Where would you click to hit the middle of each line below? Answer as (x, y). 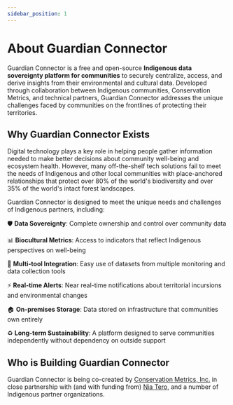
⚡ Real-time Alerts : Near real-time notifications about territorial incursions (114, 285)
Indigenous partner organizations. (56, 394)
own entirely (25, 320)
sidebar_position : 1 (37, 14)
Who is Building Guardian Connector (89, 363)
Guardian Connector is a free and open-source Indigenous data (100, 68)
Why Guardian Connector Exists (79, 134)
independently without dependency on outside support (86, 341)
